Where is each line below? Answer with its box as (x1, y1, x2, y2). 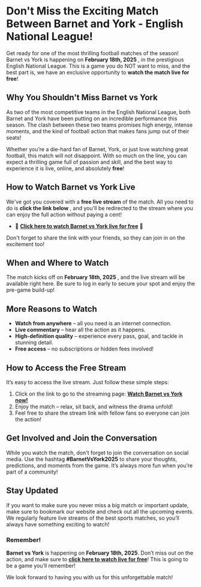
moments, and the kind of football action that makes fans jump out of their (6, 127, 190, 134)
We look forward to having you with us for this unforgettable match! (6, 573, 173, 580)
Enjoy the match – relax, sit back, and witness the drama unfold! (14, 403, 173, 410)
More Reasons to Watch (6, 304, 97, 314)
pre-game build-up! (6, 286, 55, 293)
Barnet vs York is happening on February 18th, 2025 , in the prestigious (6, 56, 184, 63)
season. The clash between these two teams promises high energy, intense (6, 121, 193, 128)
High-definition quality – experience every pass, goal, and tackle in (14, 333, 183, 340)
